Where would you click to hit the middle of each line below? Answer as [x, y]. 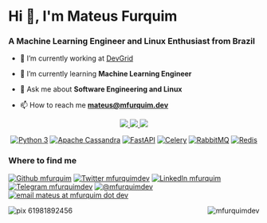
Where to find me [43, 161]
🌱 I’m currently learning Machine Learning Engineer [106, 74]
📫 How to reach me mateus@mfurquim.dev [94, 105]
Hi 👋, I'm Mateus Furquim [93, 16]
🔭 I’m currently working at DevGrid [77, 58]
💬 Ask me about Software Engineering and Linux [101, 89]
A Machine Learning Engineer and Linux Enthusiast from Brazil [132, 41]
